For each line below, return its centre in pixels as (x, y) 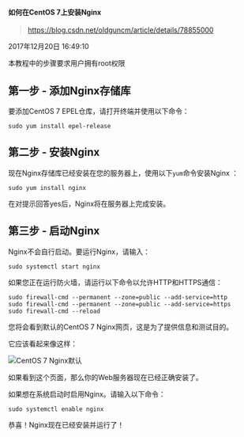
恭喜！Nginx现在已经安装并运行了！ (66, 424)
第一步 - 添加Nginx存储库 (69, 91)
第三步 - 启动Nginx (54, 231)
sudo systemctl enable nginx (56, 409)
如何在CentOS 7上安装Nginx (55, 12)
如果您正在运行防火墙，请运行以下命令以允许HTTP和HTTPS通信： (115, 282)
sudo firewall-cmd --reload (54, 311)
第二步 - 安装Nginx (54, 152)
